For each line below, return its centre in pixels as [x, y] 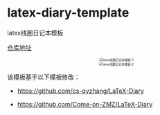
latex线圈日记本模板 [35, 33]
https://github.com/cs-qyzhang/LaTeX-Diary [80, 91]
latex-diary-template [68, 13]
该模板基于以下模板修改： [44, 77]
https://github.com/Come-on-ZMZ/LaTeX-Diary [85, 104]
